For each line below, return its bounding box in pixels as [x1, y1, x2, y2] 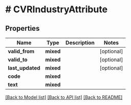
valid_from [8, 48, 35, 55]
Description [65, 39, 95, 46]
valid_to [8, 56, 28, 63]
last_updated [8, 65, 40, 71]
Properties [5, 24, 40, 33]
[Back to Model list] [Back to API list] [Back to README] [5, 94, 123, 100]
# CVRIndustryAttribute [5, 4, 108, 15]
